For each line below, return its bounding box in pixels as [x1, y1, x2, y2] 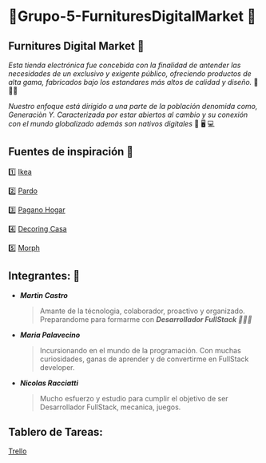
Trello [8, 446, 27, 456]
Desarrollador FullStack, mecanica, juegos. [39, 402, 181, 412]
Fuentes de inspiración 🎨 [8, 145, 134, 159]
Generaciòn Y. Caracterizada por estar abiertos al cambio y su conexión [8, 110, 248, 119]
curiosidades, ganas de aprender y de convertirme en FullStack [39, 354, 249, 364]
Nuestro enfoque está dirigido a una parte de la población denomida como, [8, 102, 258, 111]
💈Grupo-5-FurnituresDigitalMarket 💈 [8, 7, 257, 26]
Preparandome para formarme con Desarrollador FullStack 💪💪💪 [39, 314, 252, 324]
